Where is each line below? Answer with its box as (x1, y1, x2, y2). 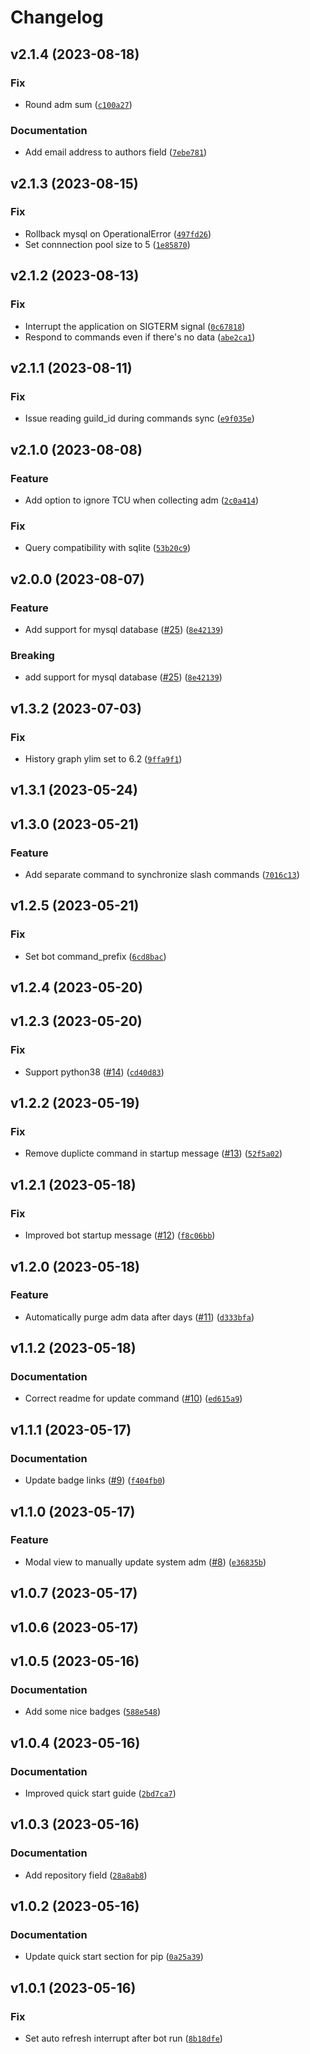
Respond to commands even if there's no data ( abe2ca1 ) (24, 331, 256, 343)
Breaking (10, 648, 55, 662)
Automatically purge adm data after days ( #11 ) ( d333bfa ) (24, 1311, 255, 1323)
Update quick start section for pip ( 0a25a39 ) (24, 1951, 204, 1963)
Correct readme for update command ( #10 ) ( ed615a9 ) (24, 1392, 243, 1405)
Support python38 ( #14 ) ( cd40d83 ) (24, 1066, 165, 1078)
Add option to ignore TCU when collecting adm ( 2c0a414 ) (24, 494, 260, 506)
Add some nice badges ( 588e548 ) (24, 1706, 162, 1718)
